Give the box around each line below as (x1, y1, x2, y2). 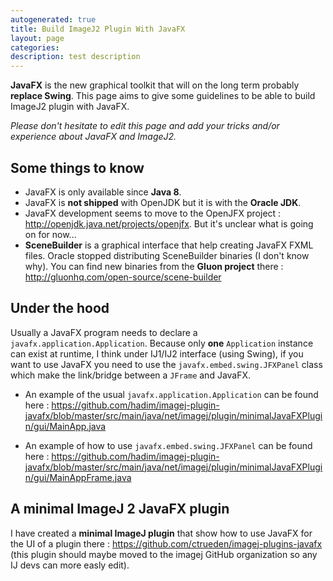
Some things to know (10, 159, 145, 176)
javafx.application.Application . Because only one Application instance (10, 337, 314, 349)
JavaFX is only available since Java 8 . (24, 186, 182, 198)
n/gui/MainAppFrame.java (24, 471, 132, 483)
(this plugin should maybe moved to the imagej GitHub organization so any (10, 548, 318, 560)
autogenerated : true (10, 14, 97, 25)
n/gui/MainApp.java (24, 420, 107, 432)
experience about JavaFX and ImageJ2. (10, 131, 177, 143)
